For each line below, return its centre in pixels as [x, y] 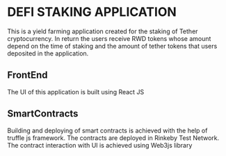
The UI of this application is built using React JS [76, 92]
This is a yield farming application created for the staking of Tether [103, 31]
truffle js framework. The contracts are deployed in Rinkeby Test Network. [113, 138]
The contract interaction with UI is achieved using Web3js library [100, 145]
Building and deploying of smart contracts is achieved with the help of [107, 130]
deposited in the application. [48, 53]
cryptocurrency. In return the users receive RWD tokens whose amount [109, 38]
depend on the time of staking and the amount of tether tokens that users [112, 46]
